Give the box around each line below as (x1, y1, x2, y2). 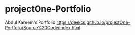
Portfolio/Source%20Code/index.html (5, 24, 81, 30)
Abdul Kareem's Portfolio (5, 19, 56, 25)
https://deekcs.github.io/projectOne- (56, 19, 130, 25)
